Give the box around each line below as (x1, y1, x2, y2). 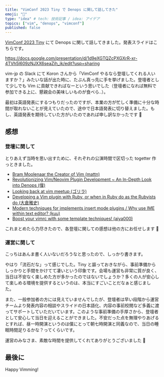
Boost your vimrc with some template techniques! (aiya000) (12, 215, 133, 221)
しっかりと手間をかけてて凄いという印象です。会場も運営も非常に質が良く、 (5, 268, 159, 274)
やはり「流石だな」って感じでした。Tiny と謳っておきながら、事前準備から (5, 261, 156, 267)
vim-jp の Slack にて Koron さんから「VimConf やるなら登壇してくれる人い (5, 71, 156, 76)
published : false (5, 25, 41, 30)
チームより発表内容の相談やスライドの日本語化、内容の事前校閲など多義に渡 (5, 303, 160, 308)
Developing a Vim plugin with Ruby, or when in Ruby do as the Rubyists (12, 194, 156, 200)
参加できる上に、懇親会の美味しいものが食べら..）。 (5, 89, 109, 95)
